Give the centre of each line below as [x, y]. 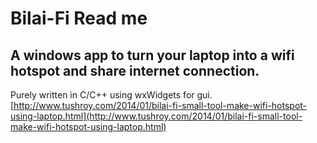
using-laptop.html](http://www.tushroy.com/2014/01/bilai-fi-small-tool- [156, 116]
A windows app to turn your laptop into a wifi [152, 55]
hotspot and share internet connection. [135, 70]
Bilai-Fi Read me [79, 18]
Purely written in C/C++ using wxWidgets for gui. [111, 95]
